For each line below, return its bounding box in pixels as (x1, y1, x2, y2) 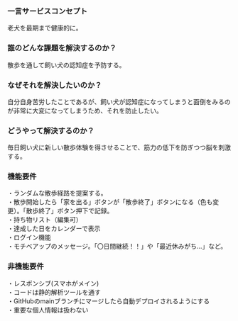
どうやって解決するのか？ (7, 125, 94, 135)
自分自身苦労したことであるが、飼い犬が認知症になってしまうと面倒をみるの (7, 97, 231, 106)
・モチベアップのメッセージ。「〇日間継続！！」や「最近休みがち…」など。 (7, 242, 227, 251)
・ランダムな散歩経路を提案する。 (7, 189, 107, 198)
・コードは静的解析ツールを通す (7, 288, 101, 296)
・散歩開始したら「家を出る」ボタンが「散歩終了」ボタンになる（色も (7, 198, 213, 206)
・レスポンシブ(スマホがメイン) (7, 278, 99, 288)
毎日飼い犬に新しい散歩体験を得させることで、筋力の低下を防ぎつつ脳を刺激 (7, 143, 232, 152)
